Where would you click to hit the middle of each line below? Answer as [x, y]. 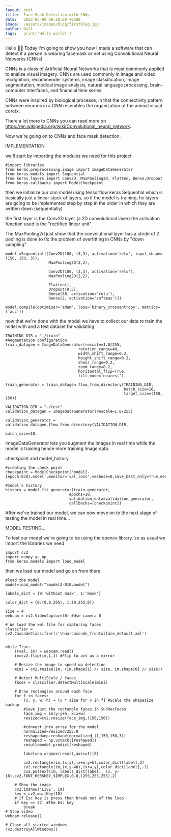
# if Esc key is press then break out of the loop [69, 798]
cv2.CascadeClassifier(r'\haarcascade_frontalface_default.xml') [76, 634]
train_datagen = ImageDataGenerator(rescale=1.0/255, [64, 345]
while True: [18, 647]
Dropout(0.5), [64, 289]
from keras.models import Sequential [45, 174]
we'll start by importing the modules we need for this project [68, 156]
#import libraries [25, 165]
